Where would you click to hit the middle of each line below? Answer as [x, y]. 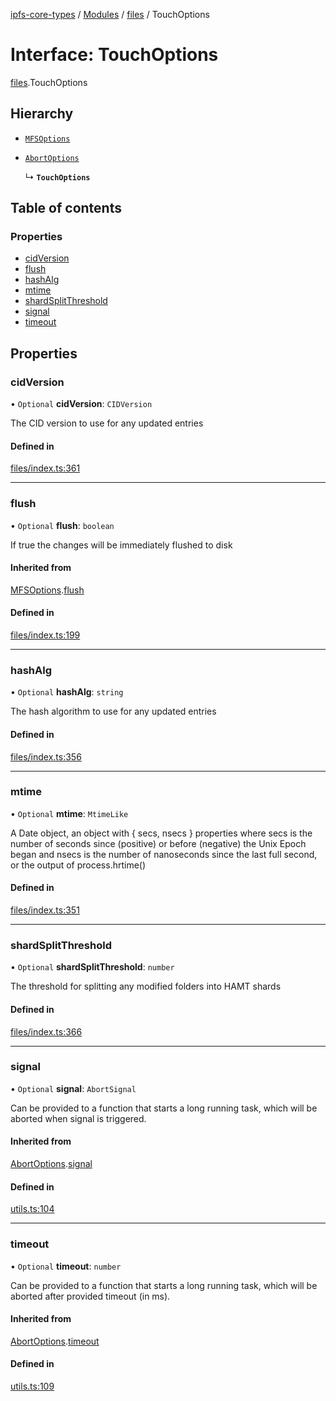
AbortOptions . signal [51, 1164]
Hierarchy [42, 114]
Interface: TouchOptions [114, 55]
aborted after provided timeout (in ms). [90, 1296]
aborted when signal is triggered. [78, 1118]
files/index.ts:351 [45, 910]
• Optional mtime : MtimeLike [69, 813]
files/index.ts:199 [45, 635]
